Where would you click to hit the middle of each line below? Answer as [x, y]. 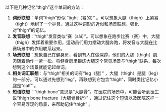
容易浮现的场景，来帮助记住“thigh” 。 [55, 104]
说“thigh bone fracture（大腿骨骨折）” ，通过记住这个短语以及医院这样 [83, 98]
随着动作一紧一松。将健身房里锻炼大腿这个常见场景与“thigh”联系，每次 [89, 61]
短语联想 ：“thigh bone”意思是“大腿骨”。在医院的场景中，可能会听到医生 [86, 92]
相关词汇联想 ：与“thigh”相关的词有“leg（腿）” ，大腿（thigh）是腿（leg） [86, 73]
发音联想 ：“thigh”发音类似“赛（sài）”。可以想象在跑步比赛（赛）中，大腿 [86, 36]
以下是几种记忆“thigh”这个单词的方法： [45, 7]
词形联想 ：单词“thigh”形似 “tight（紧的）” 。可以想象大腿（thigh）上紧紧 [85, 18]
